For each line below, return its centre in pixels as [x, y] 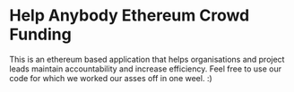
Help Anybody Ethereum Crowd [130, 16]
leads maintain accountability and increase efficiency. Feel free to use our [146, 69]
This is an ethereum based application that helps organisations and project [147, 59]
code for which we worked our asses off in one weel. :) [111, 78]
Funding [40, 34]
